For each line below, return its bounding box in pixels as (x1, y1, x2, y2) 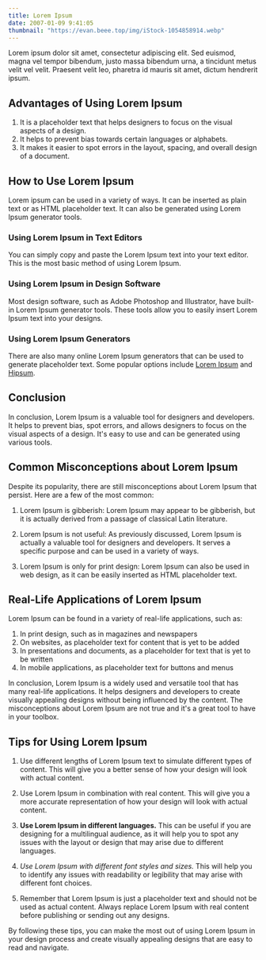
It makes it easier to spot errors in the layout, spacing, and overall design (19, 143, 257, 152)
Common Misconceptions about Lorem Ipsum (8, 461, 238, 474)
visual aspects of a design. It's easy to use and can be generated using (8, 429, 241, 438)
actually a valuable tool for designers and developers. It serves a (19, 538, 231, 547)
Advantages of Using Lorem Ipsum (8, 96, 183, 110)
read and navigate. (8, 943, 70, 953)
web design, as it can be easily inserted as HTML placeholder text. (19, 569, 237, 580)
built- (236, 296, 255, 306)
